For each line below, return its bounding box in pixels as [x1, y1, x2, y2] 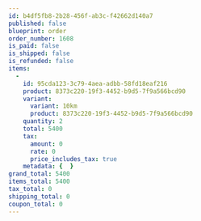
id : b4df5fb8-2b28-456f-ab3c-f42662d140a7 [8, 11, 153, 20]
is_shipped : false [8, 49, 70, 57]
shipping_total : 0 [8, 192, 70, 201]
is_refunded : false [8, 57, 74, 66]
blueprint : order [8, 27, 67, 35]
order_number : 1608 [8, 34, 74, 43]
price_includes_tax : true [29, 155, 117, 163]
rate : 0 [29, 147, 57, 155]
